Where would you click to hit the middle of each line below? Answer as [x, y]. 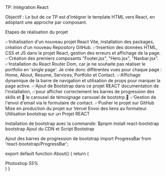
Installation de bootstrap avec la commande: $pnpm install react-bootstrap [82, 123]
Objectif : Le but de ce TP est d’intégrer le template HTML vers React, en [80, 17]
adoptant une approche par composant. [46, 22]
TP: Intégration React [27, 7]
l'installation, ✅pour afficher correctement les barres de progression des [80, 92]
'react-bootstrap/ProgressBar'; [37, 144]
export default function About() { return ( [47, 153]
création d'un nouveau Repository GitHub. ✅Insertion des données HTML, [81, 47]
